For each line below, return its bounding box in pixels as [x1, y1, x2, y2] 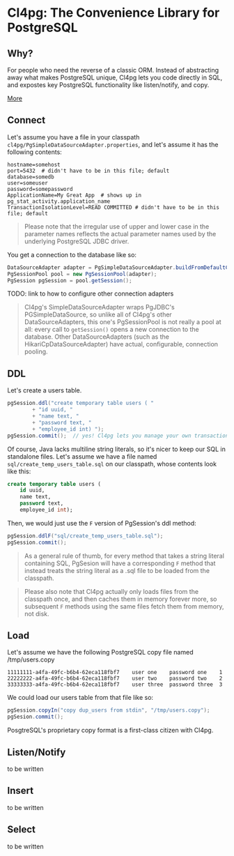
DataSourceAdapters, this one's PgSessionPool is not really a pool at [24, 318, 221, 326]
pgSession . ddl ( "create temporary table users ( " [7, 399, 155, 407]
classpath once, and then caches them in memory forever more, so [24, 595, 217, 603]
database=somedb [7, 173, 54, 181]
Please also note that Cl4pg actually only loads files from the [24, 587, 199, 595]
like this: [7, 467, 31, 475]
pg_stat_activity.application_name [7, 197, 111, 205]
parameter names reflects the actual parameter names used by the [24, 229, 217, 238]
